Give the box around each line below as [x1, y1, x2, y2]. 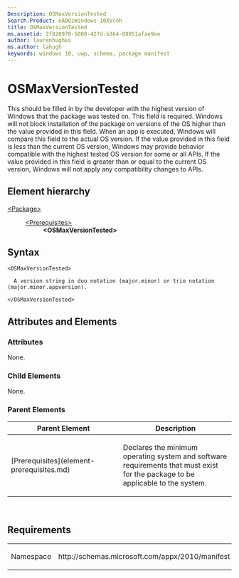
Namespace [11, 551, 52, 561]
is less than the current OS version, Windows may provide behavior [7, 142, 205, 150]
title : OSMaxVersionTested [7, 23, 87, 31]
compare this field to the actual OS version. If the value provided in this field [7, 135, 230, 143]
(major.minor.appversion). [7, 284, 87, 291]
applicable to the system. [123, 478, 207, 488]
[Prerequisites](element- [11, 456, 95, 466]
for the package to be [123, 469, 196, 479]
